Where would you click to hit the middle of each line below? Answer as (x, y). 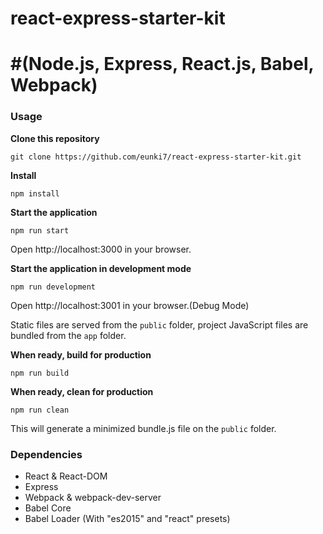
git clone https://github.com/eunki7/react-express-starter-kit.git (156, 157)
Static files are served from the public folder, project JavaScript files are (159, 324)
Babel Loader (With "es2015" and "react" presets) (127, 518)
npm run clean (40, 410)
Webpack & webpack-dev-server (93, 497)
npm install (35, 193)
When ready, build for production (81, 354)
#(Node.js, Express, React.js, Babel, (162, 64)
